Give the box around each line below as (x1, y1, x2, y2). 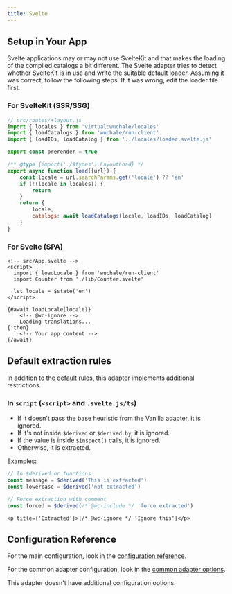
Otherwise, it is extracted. (17, 444, 91, 452)
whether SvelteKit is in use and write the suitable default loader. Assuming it (7, 69, 224, 77)
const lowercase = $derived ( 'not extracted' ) (7, 483, 141, 490)
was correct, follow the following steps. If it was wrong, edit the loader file (7, 76, 218, 85)
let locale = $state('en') (13, 288, 91, 295)
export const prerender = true (7, 148, 98, 156)
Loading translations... (19, 318, 91, 326)
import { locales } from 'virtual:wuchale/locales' (7, 123, 159, 130)
